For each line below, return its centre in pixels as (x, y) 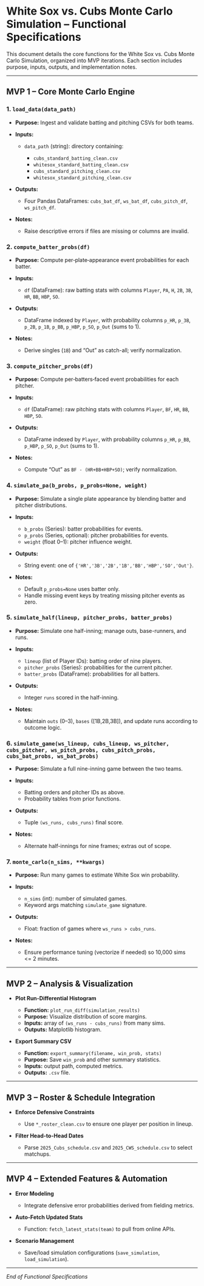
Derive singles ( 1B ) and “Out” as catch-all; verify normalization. (103, 350)
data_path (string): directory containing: (74, 146)
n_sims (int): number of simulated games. (76, 899)
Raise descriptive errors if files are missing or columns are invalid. (107, 231)
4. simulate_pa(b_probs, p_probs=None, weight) (77, 486)
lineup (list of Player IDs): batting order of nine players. (93, 661)
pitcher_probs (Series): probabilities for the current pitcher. (98, 667)
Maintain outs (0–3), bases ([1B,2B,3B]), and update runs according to (111, 721)
